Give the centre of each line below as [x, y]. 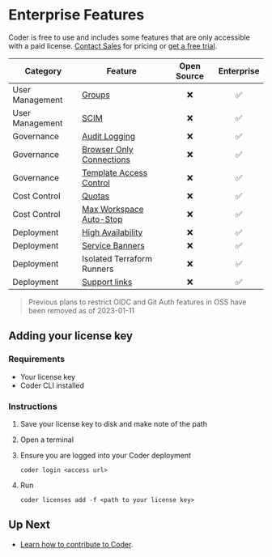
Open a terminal [47, 440]
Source [190, 76]
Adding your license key [71, 336]
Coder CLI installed [52, 385]
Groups [96, 95]
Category [43, 70]
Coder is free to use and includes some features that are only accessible [130, 37]
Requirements [37, 359]
